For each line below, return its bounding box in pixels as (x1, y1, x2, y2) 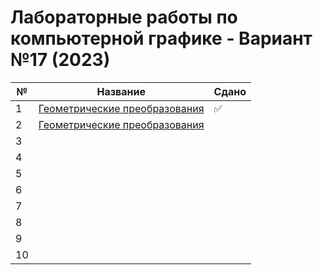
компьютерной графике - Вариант (10, 27, 313, 50)
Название (96, 84, 146, 98)
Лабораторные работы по (10, 6, 238, 29)
